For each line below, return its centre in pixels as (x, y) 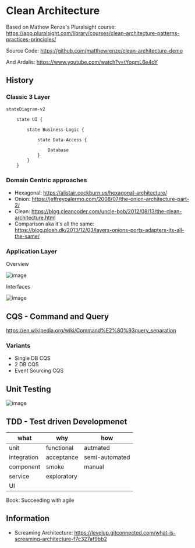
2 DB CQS (26, 365)
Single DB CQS (32, 358)
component (25, 467)
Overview (17, 264)
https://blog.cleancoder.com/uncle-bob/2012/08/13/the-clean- (107, 211)
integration (24, 457)
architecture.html (35, 217)
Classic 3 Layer (28, 97)
